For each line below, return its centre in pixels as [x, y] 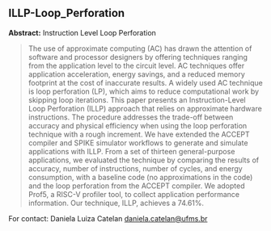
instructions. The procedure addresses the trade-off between [131, 117]
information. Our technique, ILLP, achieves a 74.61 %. [116, 203]
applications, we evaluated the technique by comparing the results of [144, 160]
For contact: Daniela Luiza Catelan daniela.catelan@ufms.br [108, 218]
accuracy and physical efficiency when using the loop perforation [138, 125]
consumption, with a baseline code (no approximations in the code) [140, 177]
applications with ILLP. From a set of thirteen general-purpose [131, 151]
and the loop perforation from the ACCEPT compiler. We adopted [136, 186]
